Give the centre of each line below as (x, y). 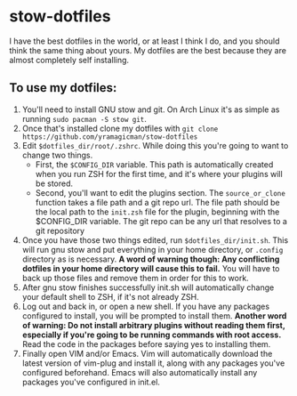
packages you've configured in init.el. (91, 382)
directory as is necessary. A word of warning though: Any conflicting (151, 259)
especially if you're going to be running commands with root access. (152, 335)
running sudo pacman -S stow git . (84, 118)
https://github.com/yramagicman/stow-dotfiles (110, 137)
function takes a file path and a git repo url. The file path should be (157, 202)
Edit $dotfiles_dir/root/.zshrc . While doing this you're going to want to (155, 145)
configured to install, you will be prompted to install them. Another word (154, 315)
